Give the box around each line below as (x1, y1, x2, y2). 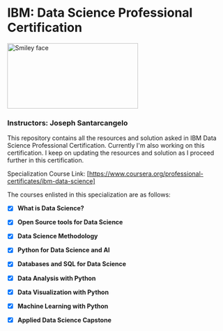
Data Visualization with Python (17, 288, 109, 296)
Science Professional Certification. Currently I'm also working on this (7, 141, 205, 150)
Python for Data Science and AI (17, 246, 110, 254)
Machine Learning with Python (17, 302, 109, 310)
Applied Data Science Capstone (17, 316, 111, 324)
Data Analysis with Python (17, 274, 96, 282)
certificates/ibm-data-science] (7, 177, 95, 185)
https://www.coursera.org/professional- (89, 169, 204, 178)
